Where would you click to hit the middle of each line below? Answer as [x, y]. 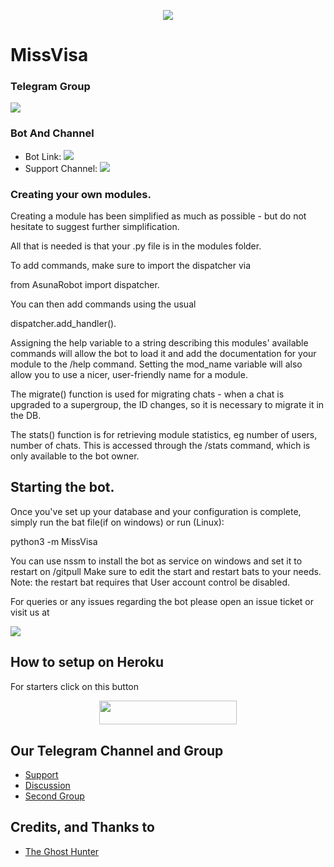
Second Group [54, 796]
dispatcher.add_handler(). [63, 324]
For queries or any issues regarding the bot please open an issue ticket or [162, 601]
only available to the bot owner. [75, 456]
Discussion [47, 785]
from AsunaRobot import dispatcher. [85, 285]
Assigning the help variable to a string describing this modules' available [159, 343]
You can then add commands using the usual [103, 304]
